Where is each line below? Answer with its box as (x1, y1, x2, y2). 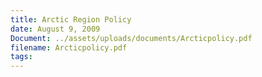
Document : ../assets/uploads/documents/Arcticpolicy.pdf (10, 33, 253, 43)
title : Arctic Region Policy (10, 14, 132, 25)
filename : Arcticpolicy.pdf (10, 42, 128, 53)
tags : (10, 52, 33, 62)
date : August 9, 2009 (10, 24, 101, 34)
